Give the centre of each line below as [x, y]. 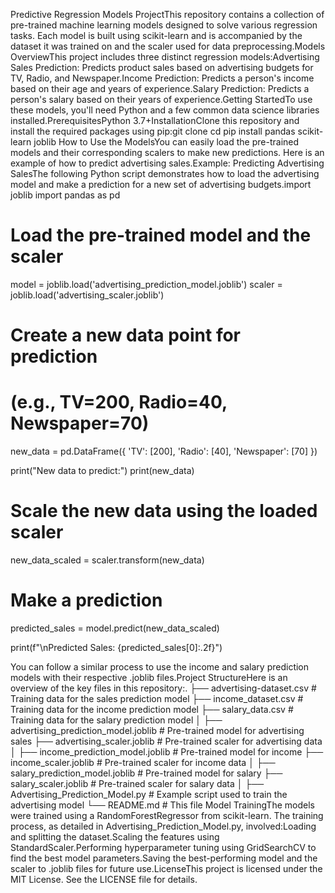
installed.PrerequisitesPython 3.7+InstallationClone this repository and [155, 120]
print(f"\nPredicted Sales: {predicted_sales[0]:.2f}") [116, 647]
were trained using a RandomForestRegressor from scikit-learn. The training [167, 815]
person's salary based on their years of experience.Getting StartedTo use [161, 99]
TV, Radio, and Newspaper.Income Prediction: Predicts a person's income [162, 78]
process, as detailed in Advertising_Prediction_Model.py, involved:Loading [163, 826]
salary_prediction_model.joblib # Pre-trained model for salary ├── [146, 773]
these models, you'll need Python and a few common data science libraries [165, 110]
